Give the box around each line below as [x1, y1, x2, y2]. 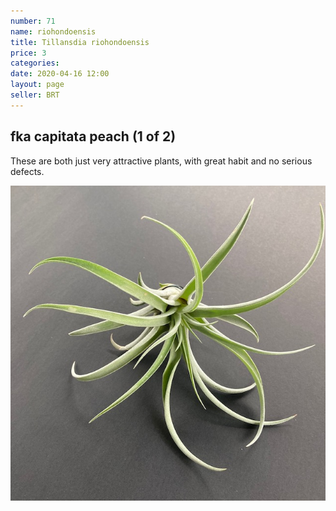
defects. [10, 165, 45, 177]
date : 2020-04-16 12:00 [10, 69, 110, 79]
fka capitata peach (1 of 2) [10, 128, 177, 145]
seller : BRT [10, 90, 60, 100]
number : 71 [10, 16, 56, 26]
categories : [10, 58, 60, 69]
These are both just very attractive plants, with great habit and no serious [10, 155, 313, 167]
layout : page [10, 80, 65, 90]
